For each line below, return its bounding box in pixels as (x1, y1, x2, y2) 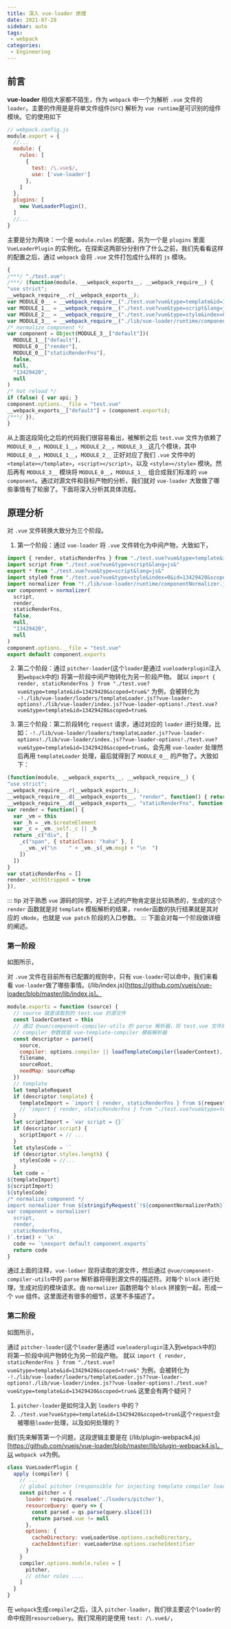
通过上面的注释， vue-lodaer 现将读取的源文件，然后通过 (7, 1266, 166, 1275)
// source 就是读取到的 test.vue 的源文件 (13, 1010, 126, 1017)
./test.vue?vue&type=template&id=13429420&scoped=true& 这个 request (16, 1409, 214, 1418)
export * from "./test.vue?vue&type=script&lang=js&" (7, 568, 165, 575)
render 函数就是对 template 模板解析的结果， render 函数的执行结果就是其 (7, 905, 212, 913)
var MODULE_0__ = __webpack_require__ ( (7, 299, 122, 306)
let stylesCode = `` (13, 1144, 72, 1151)
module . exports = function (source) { (7, 1003, 118, 1010)
